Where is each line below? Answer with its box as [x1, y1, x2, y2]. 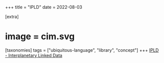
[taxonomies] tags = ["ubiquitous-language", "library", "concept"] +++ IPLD [5, 47, 159, 53]
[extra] [5, 14, 19, 19]
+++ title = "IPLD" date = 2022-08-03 [5, 4, 82, 10]
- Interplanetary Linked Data [5, 52, 63, 58]
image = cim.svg [5, 31, 75, 42]
